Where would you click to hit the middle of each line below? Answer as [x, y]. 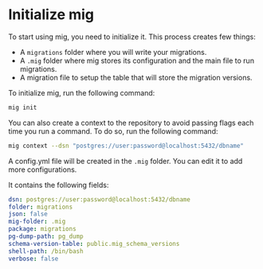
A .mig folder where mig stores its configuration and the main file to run [137, 60]
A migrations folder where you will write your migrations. [113, 52]
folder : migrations [41, 207]
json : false [28, 214]
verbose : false [33, 259]
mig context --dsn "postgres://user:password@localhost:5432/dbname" [126, 146]
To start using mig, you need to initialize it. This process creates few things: [132, 37]
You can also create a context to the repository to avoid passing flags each [131, 123]
